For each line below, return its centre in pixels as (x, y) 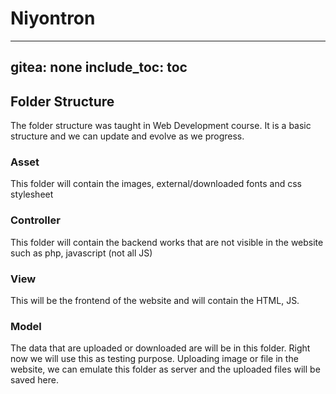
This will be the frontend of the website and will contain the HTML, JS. (155, 301)
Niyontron (53, 18)
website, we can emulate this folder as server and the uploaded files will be (165, 369)
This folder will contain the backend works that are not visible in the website (167, 242)
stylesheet (32, 194)
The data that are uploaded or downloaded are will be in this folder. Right (160, 348)
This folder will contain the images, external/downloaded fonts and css (156, 184)
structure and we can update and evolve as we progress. (127, 136)
